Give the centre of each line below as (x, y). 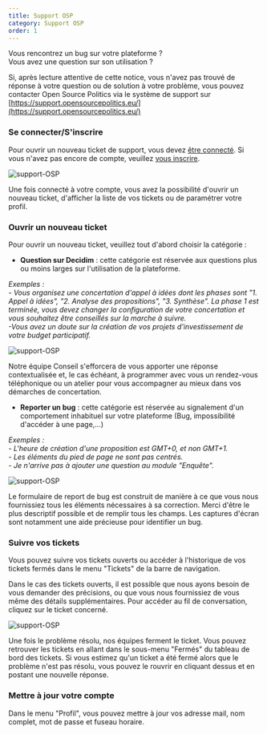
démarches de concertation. (55, 391)
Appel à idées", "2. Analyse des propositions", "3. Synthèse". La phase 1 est (133, 300)
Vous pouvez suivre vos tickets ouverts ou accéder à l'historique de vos (127, 560)
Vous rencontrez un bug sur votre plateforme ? (85, 54)
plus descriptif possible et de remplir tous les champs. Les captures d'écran (133, 513)
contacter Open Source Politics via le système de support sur (109, 95)
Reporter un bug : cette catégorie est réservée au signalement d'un (132, 407)
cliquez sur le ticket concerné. (58, 610)
